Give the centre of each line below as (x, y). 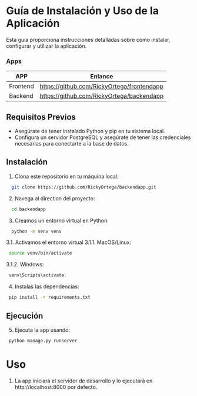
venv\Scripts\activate (36, 275)
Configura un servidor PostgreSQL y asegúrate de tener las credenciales (103, 137)
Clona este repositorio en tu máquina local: (66, 176)
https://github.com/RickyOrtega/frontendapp (101, 87)
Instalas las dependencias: (47, 286)
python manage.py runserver (43, 341)
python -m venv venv (36, 231)
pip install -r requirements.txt (50, 298)
